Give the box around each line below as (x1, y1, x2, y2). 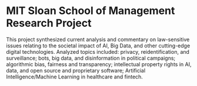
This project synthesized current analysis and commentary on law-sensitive (6, 36, 190, 43)
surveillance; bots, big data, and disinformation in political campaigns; (6, 54, 176, 61)
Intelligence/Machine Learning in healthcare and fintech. (6, 73, 143, 80)
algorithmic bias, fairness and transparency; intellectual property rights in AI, (6, 60, 192, 68)
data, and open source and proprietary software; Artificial (6, 67, 146, 74)
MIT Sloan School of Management (6, 4, 175, 18)
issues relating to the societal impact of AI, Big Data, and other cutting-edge (6, 42, 191, 49)
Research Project (6, 16, 92, 30)
